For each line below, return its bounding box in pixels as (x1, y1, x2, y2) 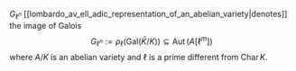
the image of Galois (9, 20, 82, 31)
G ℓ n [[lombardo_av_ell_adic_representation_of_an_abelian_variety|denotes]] (9, 9, 288, 22)
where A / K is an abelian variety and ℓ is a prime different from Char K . (9, 52, 268, 63)
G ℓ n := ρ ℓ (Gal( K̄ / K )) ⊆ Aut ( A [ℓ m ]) (89, 34, 214, 49)
